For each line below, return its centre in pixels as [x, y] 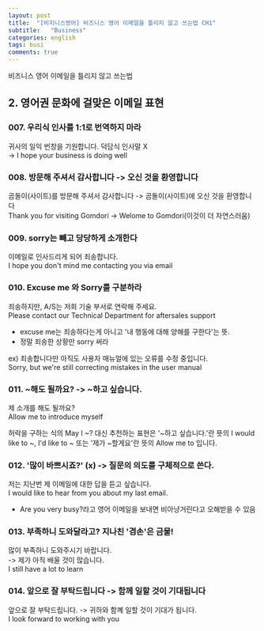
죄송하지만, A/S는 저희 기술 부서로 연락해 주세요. [83, 306]
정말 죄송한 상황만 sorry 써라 [64, 342]
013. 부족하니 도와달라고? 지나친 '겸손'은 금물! [91, 532]
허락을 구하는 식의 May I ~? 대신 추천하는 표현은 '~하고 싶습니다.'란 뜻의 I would [132, 433]
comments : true [33, 52]
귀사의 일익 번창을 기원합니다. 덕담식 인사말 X [78, 146]
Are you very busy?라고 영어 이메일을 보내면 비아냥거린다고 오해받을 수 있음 [138, 509]
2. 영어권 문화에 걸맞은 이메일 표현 [86, 103]
